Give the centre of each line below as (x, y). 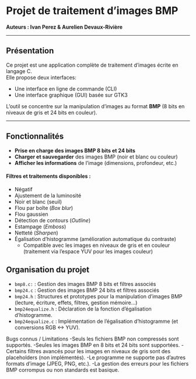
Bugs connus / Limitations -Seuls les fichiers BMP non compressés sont (92, 339)
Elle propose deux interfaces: (41, 77)
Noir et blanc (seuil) (38, 201)
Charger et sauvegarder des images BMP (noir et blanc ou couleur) (96, 157)
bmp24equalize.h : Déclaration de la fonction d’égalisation (83, 309)
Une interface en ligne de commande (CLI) (66, 88)
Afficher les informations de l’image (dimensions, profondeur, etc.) (96, 163)
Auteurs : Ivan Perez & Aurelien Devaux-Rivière (64, 27)
